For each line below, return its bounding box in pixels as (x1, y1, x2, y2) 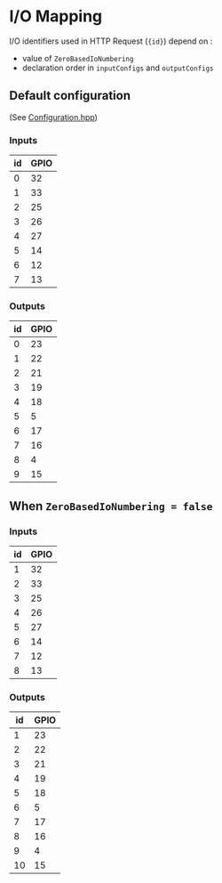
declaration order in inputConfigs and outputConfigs (21, 62, 215, 73)
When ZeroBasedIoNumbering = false (9, 498, 213, 514)
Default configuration (9, 88, 131, 103)
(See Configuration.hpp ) (9, 111, 98, 122)
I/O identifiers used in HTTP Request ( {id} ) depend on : (9, 36, 213, 46)
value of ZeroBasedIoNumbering (21, 53, 134, 63)
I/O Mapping (9, 6, 103, 27)
